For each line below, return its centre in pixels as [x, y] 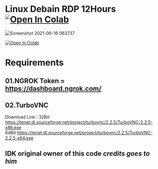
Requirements [34, 63]
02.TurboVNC [27, 105]
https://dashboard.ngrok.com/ [53, 88]
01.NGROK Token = [35, 81]
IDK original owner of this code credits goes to [78, 153]
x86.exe [13, 128]
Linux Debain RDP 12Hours [61, 9]
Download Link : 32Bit [27, 117]
